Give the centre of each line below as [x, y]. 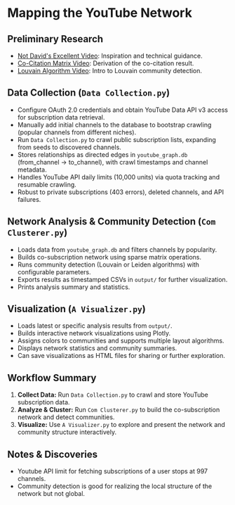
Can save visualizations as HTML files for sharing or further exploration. [121, 356]
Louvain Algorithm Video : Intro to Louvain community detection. [109, 71]
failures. [29, 199]
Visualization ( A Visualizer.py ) [76, 309]
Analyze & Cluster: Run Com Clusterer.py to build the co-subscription [119, 410]
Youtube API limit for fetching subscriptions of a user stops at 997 [113, 471]
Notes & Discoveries [53, 454]
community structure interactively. [67, 432]
